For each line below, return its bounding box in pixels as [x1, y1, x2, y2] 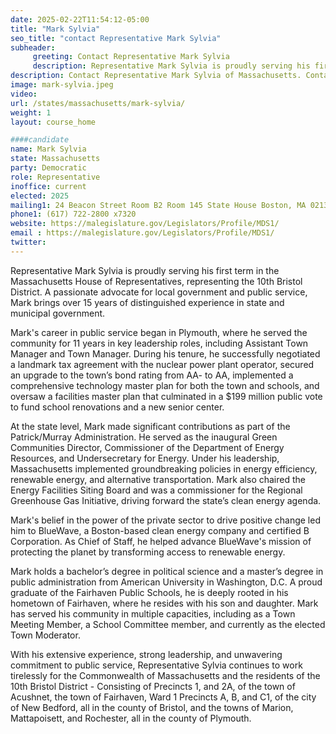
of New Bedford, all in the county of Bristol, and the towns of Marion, [10, 701, 294, 713]
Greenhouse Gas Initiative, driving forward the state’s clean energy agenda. [10, 494, 322, 506]
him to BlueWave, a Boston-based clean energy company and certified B [10, 524, 310, 536]
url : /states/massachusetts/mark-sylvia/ [10, 98, 186, 108]
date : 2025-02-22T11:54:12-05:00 [10, 14, 150, 25]
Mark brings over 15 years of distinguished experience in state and [10, 296, 285, 308]
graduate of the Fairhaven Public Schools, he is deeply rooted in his [10, 586, 289, 598]
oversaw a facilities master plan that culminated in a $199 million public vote [10, 390, 323, 402]
